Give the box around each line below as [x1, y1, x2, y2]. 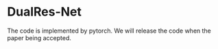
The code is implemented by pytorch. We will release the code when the [7, 27, 211, 35]
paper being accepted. [7, 33, 72, 42]
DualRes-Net [7, 4, 82, 20]
